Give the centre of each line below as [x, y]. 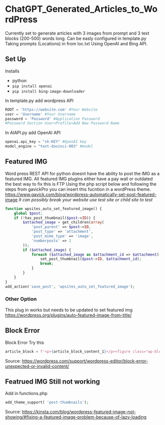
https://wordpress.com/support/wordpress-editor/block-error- [85, 361]
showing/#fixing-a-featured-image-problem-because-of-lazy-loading [76, 417]
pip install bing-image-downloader [49, 91]
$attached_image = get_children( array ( [64, 223]
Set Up [15, 59]
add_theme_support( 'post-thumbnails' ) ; [47, 402]
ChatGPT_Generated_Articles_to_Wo [82, 9]
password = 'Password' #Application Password [52, 119]
